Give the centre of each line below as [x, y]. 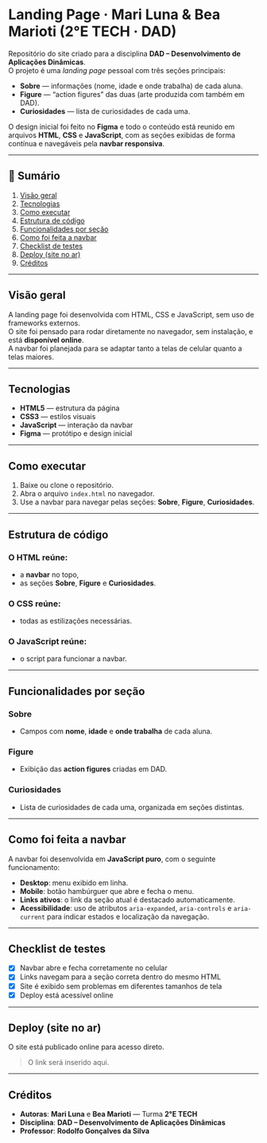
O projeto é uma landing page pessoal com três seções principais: [117, 70]
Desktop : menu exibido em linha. [74, 883]
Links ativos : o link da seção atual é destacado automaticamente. [128, 900]
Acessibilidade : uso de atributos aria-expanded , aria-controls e [126, 908]
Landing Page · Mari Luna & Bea [114, 15]
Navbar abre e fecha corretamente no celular [94, 968]
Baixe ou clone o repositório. [66, 485]
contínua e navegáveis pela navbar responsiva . [87, 143]
